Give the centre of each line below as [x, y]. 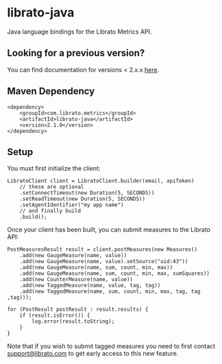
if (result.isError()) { [55, 316]
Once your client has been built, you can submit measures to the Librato [109, 230]
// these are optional [52, 187]
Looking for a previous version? [76, 53]
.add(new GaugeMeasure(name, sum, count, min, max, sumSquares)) [115, 274]
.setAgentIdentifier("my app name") [72, 205]
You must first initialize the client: [54, 169]
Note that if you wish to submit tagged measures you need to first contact [111, 346]
